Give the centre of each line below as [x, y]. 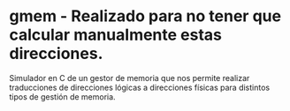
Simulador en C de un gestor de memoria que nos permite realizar [130, 78]
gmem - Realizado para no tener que [145, 16]
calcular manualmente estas [116, 35]
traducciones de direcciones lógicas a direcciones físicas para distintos [140, 87]
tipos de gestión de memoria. [63, 96]
